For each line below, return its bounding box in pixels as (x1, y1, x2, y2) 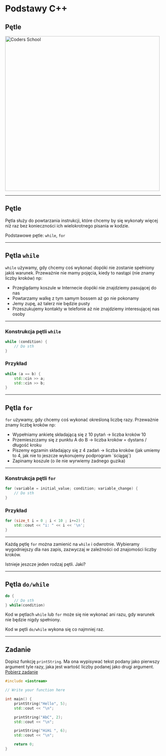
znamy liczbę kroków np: (5, 422, 56, 428)
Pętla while (5, 251, 40, 260)
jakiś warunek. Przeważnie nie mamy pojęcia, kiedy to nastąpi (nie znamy (5, 270, 155, 275)
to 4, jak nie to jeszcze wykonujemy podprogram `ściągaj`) (12, 453, 131, 459)
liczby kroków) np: (5, 275, 43, 281)
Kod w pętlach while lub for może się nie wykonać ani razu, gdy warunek (5, 611, 155, 617)
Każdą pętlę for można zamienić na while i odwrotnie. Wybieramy (5, 541, 140, 547)
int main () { (5, 697, 32, 702)
